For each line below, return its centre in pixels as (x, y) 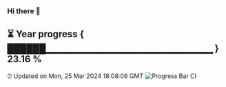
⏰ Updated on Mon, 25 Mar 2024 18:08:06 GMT (75, 76)
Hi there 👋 (24, 11)
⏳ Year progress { (46, 34)
